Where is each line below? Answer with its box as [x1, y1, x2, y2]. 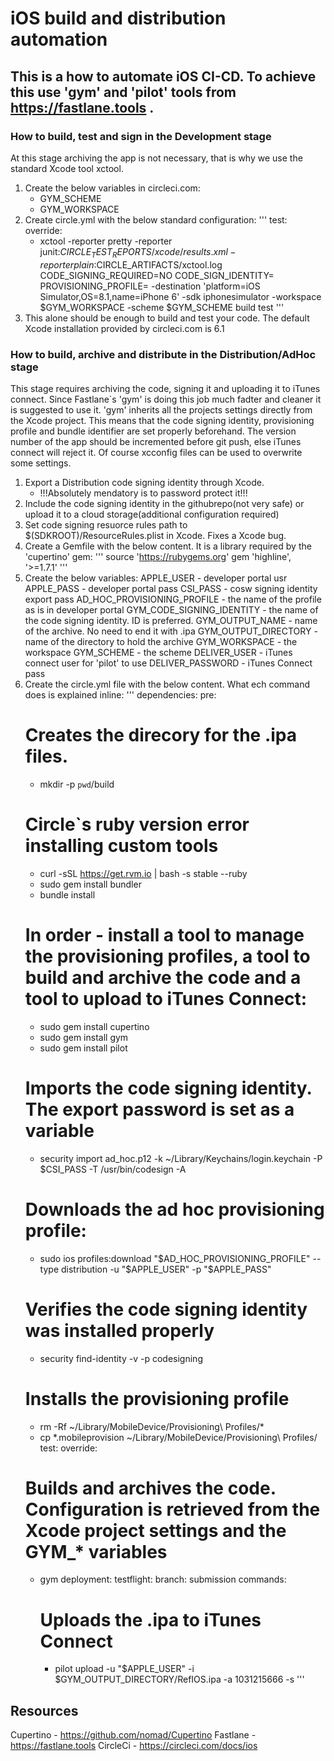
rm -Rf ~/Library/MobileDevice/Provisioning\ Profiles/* [39, 1420, 265, 1432]
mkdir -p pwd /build [39, 778, 115, 790]
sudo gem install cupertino [39, 1020, 150, 1032]
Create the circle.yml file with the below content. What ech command [24, 678, 311, 690]
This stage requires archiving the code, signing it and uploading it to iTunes [10, 382, 321, 394]
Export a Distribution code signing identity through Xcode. [24, 476, 265, 488]
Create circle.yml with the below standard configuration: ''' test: [24, 213, 288, 226]
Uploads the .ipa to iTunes [39, 1608, 262, 1631]
